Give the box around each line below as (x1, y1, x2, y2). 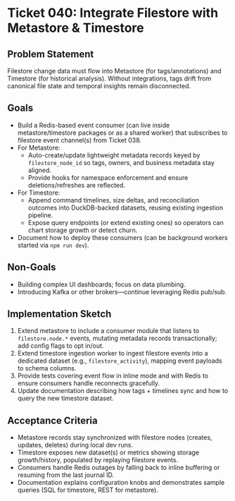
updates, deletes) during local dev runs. (17, 441, 134, 449)
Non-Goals (7, 261, 56, 273)
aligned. (27, 166, 51, 174)
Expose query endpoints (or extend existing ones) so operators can (27, 218, 224, 227)
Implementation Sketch (7, 308, 112, 320)
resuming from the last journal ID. (17, 471, 115, 479)
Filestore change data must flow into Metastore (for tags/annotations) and (7, 67, 222, 75)
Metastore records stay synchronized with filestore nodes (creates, (17, 433, 212, 442)
